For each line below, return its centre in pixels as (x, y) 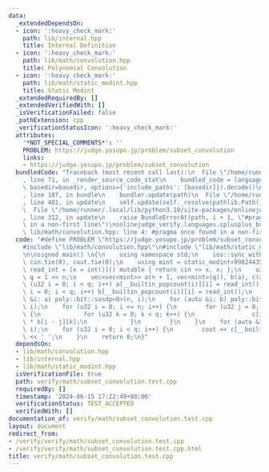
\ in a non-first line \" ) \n (69, 225)
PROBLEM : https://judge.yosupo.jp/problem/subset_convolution (128, 150)
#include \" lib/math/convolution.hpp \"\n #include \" (112, 247)
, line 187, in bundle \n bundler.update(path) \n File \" (126, 195)
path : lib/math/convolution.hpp (76, 61)
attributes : (36, 135)
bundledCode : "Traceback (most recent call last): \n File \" (121, 173)
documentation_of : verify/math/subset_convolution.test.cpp (111, 419)
